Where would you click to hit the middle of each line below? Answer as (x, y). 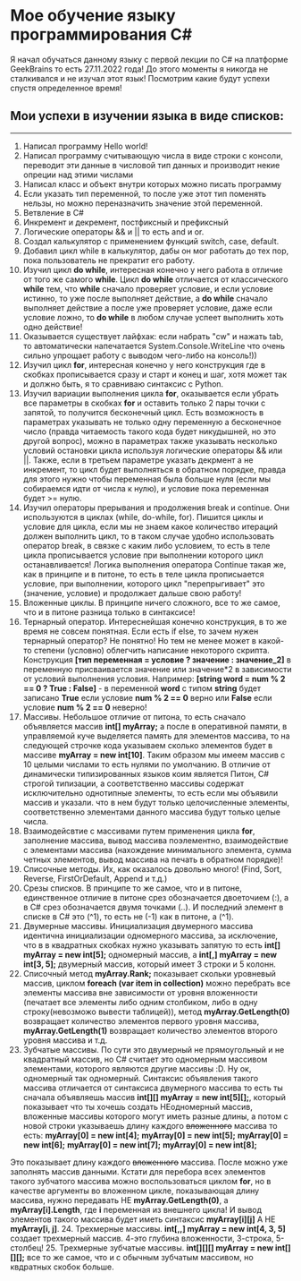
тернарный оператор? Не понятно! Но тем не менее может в (140, 640)
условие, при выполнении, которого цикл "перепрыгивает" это (144, 584)
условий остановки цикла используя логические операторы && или (153, 450)
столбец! (27, 1247)
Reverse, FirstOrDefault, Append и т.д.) (95, 878)
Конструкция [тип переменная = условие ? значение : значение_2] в (157, 660)
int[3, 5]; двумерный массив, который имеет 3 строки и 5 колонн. (149, 964)
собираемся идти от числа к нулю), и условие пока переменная (146, 488)
